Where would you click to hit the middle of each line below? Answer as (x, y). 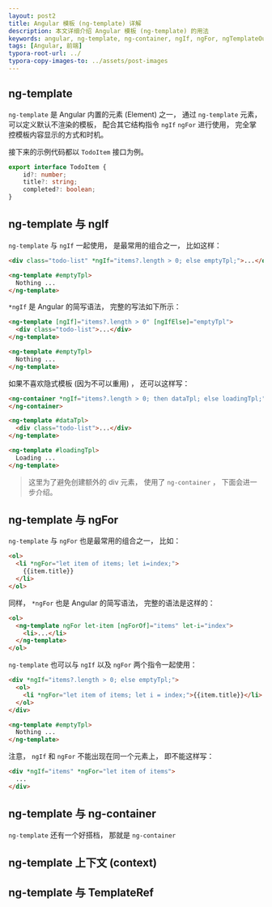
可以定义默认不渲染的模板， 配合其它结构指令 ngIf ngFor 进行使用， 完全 (129, 124)
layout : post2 (32, 16)
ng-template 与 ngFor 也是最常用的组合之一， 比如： (95, 541)
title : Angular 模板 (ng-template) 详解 (75, 23)
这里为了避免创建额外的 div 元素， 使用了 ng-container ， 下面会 (136, 481)
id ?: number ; (45, 175)
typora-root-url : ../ (45, 53)
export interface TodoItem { (57, 167)
